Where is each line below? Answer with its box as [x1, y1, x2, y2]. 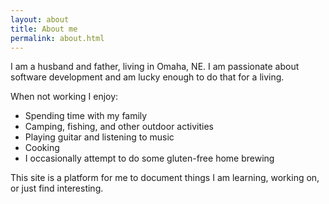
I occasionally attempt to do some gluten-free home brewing [24, 152, 275, 165]
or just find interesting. [10, 182, 104, 195]
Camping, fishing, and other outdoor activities [24, 121, 214, 133]
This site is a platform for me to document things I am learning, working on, [10, 172, 320, 184]
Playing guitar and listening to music [24, 131, 175, 143]
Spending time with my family [24, 110, 148, 122]
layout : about [10, 14, 70, 25]
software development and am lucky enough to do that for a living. [10, 71, 285, 83]
